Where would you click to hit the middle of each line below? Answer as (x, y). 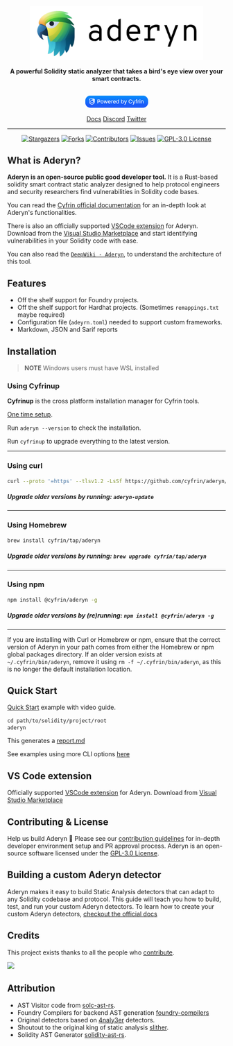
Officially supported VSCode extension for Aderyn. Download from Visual (112, 793)
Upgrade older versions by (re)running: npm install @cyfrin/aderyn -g (111, 616)
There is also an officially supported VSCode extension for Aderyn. (103, 226)
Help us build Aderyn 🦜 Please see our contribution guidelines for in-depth (114, 839)
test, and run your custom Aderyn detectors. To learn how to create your (111, 906)
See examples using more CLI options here (69, 754)
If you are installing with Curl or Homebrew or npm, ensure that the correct (114, 639)
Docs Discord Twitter (116, 119)
